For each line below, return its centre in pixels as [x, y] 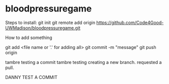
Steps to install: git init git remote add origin [50, 22]
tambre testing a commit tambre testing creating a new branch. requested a [83, 62]
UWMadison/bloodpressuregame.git [43, 27]
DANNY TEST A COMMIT [31, 77]
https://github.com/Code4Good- [130, 22]
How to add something [29, 37]
